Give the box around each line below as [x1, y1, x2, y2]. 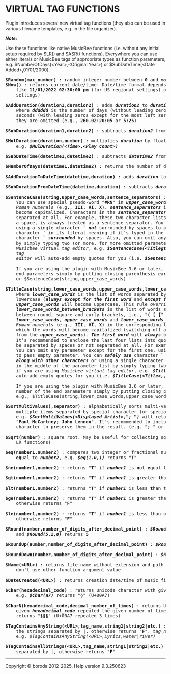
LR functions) [16, 439, 51, 445]
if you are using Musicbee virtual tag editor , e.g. [16, 368, 151, 373]
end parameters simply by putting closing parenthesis [16, 271, 156, 276]
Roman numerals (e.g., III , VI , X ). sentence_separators [16, 204, 161, 210]
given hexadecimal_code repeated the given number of [16, 608, 153, 613]
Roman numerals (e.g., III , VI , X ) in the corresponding [16, 322, 161, 327]
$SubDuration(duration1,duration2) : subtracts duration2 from [5, 128, 166, 133]
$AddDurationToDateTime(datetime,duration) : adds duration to [5, 174, 166, 179]
